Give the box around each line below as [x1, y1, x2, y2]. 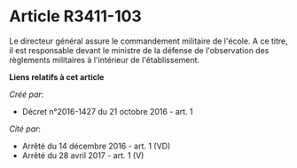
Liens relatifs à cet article [9, 71, 105, 82]
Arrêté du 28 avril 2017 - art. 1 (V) [21, 149, 145, 161]
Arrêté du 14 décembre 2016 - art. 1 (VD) [21, 140, 171, 151]
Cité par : [9, 123, 42, 134]
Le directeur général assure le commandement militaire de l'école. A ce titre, [9, 36, 288, 46]
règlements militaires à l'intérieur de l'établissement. [9, 54, 200, 65]
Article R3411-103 [9, 6, 142, 27]
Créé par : [9, 89, 44, 100]
